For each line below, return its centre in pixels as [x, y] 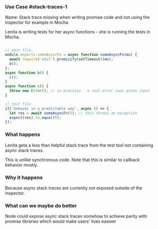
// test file [18, 104]
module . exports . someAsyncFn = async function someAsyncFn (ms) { [71, 55]
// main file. [19, 50]
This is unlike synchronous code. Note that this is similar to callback [72, 160]
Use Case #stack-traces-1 [36, 7]
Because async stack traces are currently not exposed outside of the [74, 188]
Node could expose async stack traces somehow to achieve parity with [76, 216]
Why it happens [24, 177]
